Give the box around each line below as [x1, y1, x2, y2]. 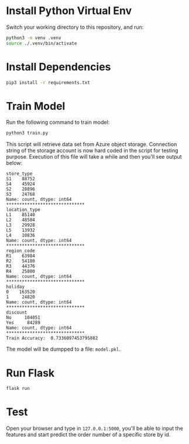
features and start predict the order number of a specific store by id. [6, 431, 171, 438]
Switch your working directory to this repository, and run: [6, 23, 144, 31]
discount [6, 310, 28, 315]
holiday [6, 284, 25, 290]
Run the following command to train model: [6, 119, 110, 126]
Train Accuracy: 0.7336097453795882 [6, 335, 98, 341]
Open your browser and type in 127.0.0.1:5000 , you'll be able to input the [6, 425, 183, 432]
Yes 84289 [6, 320, 41, 326]
